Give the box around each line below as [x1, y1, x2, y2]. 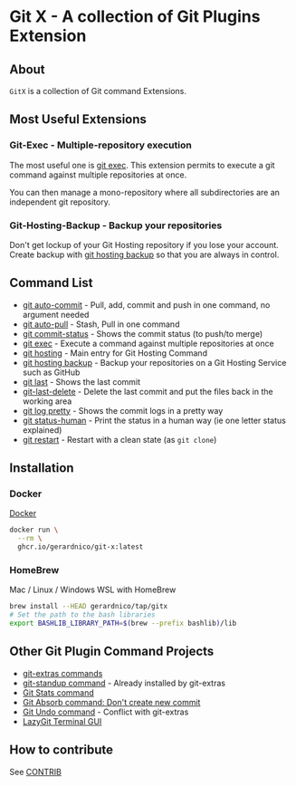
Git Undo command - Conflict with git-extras [22, 706, 189, 717]
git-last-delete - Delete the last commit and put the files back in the [22, 386, 273, 397]
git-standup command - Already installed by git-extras [22, 677, 226, 688]
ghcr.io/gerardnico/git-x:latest [17, 542, 144, 551]
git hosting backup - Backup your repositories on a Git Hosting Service [22, 357, 287, 368]
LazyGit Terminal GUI [22, 715, 102, 726]
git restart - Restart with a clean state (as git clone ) [22, 434, 217, 445]
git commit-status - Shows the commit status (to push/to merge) [22, 328, 263, 339]
